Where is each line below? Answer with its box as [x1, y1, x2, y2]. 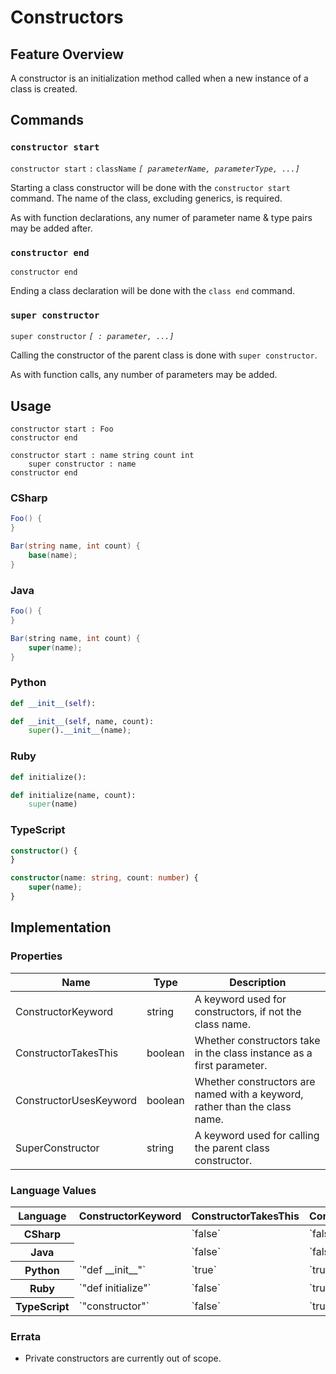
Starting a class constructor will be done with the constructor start [10, 181, 291, 193]
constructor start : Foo [10, 424, 114, 435]
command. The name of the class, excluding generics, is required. [10, 192, 283, 204]
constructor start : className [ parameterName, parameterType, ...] [10, 164, 300, 174]
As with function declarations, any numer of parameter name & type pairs [10, 211, 313, 223]
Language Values [10, 1183, 97, 1197]
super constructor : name [28, 459, 137, 470]
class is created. [10, 83, 78, 95]
